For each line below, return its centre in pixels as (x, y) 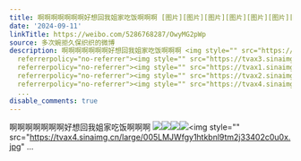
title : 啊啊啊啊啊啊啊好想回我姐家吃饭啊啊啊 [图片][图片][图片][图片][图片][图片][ (151, 17)
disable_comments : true (54, 101)
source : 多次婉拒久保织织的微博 (62, 42)
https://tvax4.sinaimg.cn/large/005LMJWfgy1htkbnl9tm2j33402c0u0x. (160, 137)
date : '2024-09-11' (46, 26)
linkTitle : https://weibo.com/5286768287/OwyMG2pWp (107, 34)
